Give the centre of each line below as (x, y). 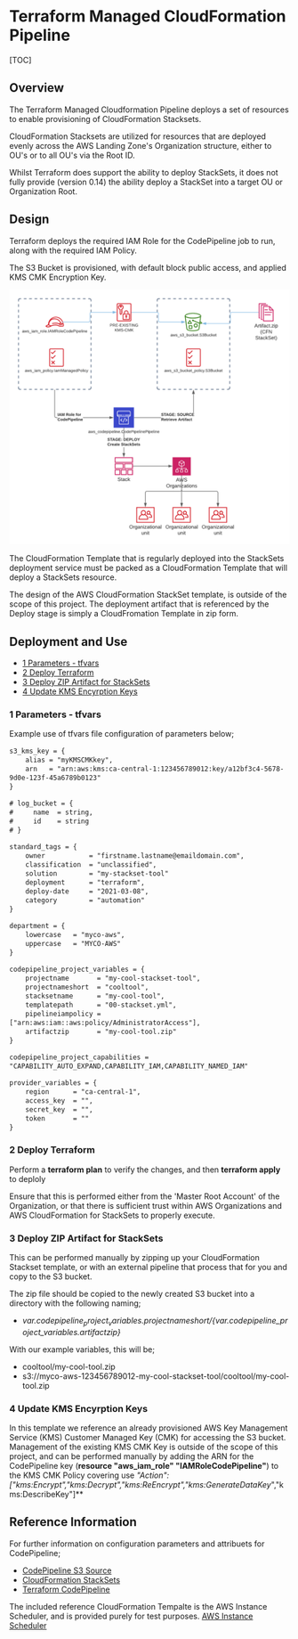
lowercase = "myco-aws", (75, 935)
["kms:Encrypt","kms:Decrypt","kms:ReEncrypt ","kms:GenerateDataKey (140, 1485)
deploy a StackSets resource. (63, 577)
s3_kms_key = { (37, 751)
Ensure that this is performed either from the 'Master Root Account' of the (145, 1196)
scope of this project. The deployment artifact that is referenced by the (139, 604)
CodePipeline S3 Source (67, 1570)
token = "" (57, 1119)
